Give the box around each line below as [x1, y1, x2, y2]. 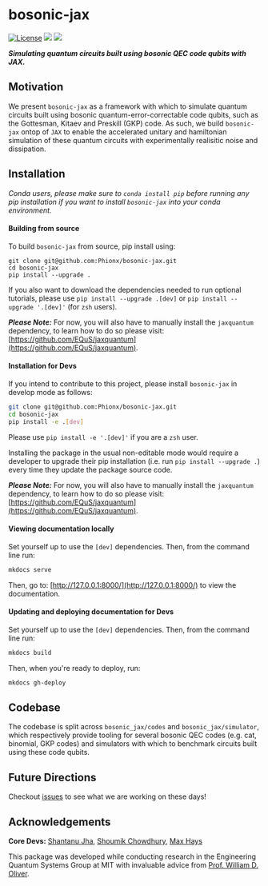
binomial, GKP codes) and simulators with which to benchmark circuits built [8, 739, 258, 748]
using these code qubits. [8, 748, 90, 757]
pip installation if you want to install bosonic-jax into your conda [8, 197, 222, 206]
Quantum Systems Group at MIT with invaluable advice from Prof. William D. [8, 860, 258, 870]
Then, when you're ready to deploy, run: [8, 663, 141, 672]
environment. [8, 206, 52, 215]
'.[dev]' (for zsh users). [37, 301, 118, 311]
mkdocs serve [8, 565, 52, 573]
